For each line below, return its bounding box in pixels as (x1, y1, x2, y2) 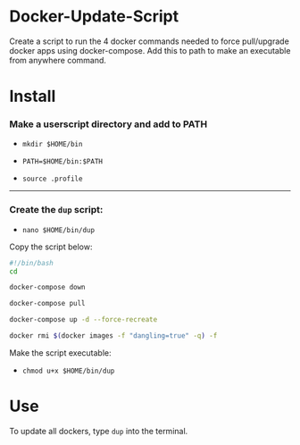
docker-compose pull (9, 299, 87, 308)
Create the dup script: (9, 204, 104, 216)
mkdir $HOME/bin (21, 140, 83, 149)
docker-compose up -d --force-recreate (9, 315, 158, 324)
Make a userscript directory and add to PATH (9, 118, 208, 130)
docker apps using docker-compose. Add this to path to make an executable (9, 45, 291, 55)
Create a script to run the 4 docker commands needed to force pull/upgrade (9, 36, 290, 46)
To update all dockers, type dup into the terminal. (9, 425, 188, 436)
